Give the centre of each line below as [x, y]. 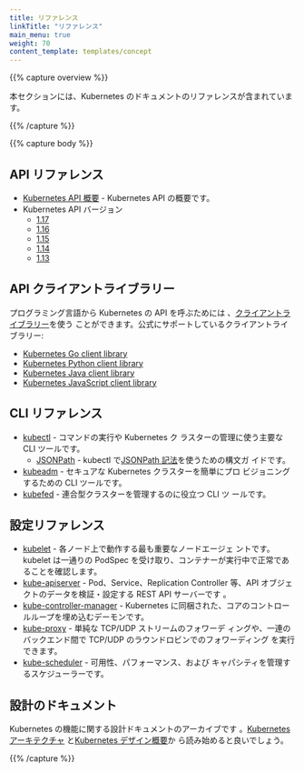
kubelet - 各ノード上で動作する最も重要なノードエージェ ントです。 [148, 549]
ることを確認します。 [62, 572]
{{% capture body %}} [51, 144]
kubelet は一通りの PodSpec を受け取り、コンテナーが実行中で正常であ [156, 560]
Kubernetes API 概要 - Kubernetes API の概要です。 [118, 197]
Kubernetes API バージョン [73, 209]
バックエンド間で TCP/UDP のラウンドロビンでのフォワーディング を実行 [158, 640]
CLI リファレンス [56, 413]
